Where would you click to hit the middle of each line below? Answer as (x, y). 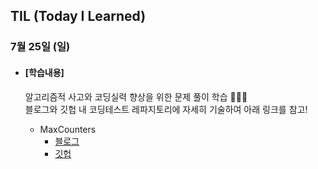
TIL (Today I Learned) (78, 16)
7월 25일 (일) (40, 47)
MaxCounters (68, 129)
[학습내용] (44, 72)
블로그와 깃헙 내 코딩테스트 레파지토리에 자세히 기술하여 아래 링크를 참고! (166, 109)
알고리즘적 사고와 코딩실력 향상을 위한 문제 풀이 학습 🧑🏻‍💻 (136, 96)
